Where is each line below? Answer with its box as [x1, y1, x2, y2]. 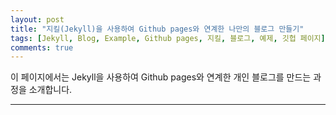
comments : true [10, 42, 74, 53]
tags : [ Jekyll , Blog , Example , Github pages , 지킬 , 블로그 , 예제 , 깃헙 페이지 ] [10, 33, 326, 43]
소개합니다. [28, 84, 73, 96]
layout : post [10, 14, 65, 25]
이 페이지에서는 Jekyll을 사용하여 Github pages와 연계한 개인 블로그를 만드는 [10, 71, 312, 83]
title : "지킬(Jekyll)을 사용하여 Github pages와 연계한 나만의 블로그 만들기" [10, 24, 305, 34]
